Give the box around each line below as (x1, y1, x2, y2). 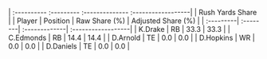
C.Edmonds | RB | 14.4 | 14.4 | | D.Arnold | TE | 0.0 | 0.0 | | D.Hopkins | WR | (8, 33, 255, 42)
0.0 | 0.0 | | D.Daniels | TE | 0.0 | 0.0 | (8, 41, 130, 51)
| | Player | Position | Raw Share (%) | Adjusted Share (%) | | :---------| (8, 16, 240, 26)
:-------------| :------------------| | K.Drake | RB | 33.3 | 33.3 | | (22, 25, 231, 33)
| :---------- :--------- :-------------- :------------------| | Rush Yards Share (8, 8, 257, 17)
